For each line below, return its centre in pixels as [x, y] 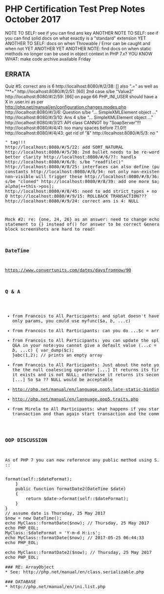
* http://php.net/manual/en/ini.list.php [55, 586]
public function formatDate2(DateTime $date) [71, 489]
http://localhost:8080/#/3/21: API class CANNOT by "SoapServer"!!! [73, 122]
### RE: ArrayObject [30, 567]
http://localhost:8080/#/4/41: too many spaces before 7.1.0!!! [66, 128]
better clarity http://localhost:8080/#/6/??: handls [71, 157]
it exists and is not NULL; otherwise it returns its [78, 375]
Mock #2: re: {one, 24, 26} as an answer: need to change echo [82, 219]
